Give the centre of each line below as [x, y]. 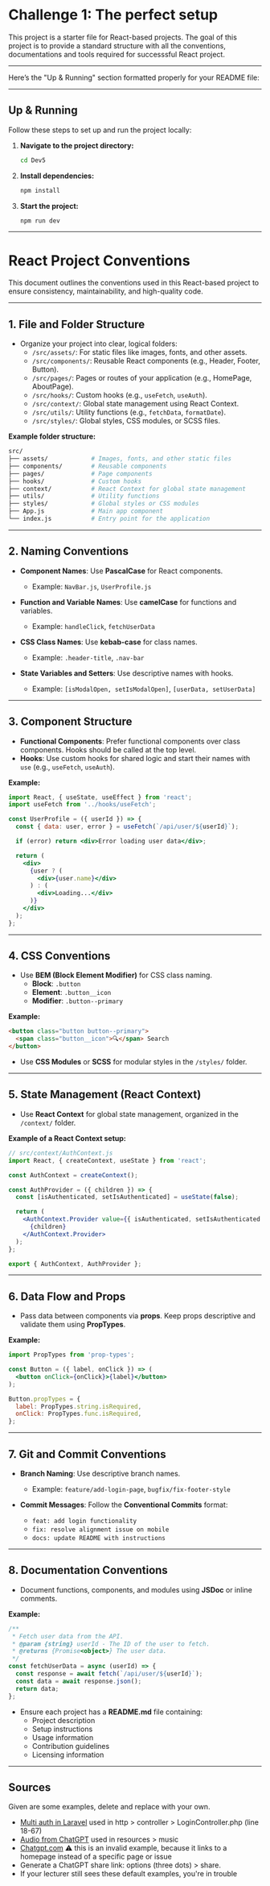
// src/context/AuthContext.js [61, 1153]
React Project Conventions [99, 260]
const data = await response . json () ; [79, 1681]
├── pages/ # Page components [80, 473]
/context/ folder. [48, 1122]
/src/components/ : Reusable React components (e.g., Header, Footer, [146, 361]
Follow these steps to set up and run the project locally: [100, 130]
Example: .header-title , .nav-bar [88, 657]
